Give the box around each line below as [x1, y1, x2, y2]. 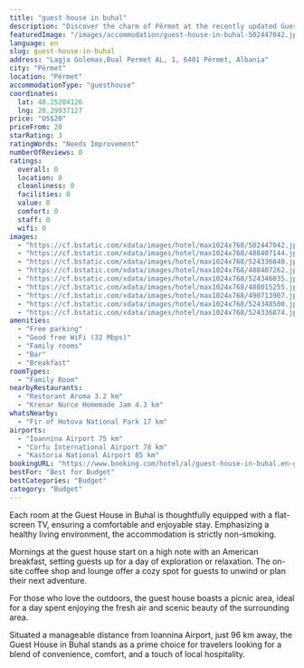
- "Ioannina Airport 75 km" [17, 434, 124, 444]
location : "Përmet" [9, 72, 83, 81]
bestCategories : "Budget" [9, 476, 107, 485]
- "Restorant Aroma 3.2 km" [17, 392, 124, 401]
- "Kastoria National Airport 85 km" [17, 451, 160, 460]
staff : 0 [17, 215, 51, 224]
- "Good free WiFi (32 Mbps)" [17, 333, 131, 342]
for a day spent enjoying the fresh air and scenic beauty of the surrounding [9, 602, 290, 613]
